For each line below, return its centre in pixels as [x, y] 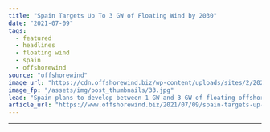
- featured [34, 38]
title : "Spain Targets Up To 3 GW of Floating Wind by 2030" [113, 16]
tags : [17, 30]
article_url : [30, 105]
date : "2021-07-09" [41, 23]
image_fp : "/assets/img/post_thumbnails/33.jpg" [91, 90]
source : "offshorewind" [48, 75]
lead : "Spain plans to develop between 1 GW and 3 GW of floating [122, 98]
